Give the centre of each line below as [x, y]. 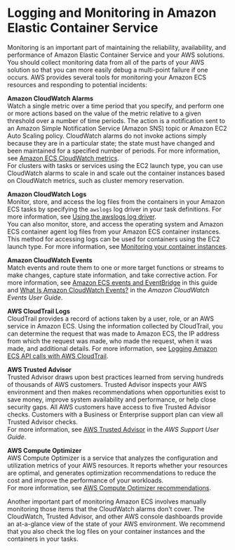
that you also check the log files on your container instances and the [106, 531]
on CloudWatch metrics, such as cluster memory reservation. [96, 180]
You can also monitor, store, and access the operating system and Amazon [115, 224]
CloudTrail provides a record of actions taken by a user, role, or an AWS [110, 319]
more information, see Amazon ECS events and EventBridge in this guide [112, 282]
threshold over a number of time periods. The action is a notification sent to [116, 120]
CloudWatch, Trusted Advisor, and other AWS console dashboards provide [115, 516]
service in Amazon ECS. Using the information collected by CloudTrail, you [115, 326]
